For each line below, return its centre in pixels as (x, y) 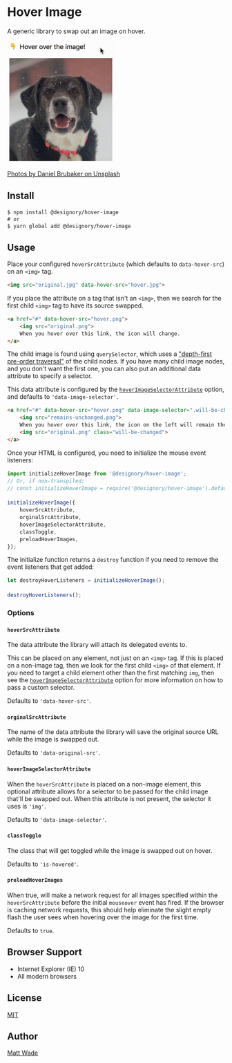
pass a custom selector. (41, 688)
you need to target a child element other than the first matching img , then (111, 673)
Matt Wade (23, 1053)
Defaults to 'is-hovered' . (43, 864)
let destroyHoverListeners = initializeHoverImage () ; (86, 581)
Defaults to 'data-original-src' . (54, 753)
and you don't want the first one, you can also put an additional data (104, 369)
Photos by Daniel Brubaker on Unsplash (64, 174)
